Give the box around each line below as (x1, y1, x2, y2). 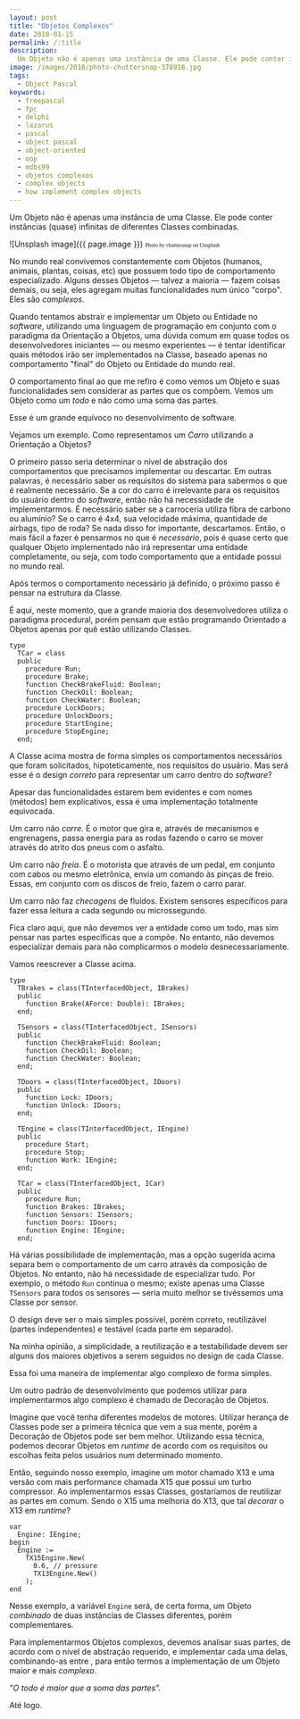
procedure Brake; (25, 672, 90, 681)
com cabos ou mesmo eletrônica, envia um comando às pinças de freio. (9, 869, 275, 880)
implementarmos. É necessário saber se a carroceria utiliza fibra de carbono (9, 504, 291, 514)
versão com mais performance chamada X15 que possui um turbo (9, 1477, 252, 1487)
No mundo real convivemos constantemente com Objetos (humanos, (9, 256, 262, 266)
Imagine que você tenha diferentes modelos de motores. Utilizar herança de (9, 1412, 289, 1423)
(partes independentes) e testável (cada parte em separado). (9, 1323, 234, 1334)
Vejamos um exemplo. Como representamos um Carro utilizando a (9, 430, 254, 440)
